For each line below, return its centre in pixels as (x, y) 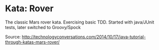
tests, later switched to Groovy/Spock (43, 27)
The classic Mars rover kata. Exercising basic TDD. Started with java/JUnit (80, 22)
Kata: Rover (29, 9)
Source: (13, 37)
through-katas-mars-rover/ (32, 42)
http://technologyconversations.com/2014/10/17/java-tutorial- (84, 37)
